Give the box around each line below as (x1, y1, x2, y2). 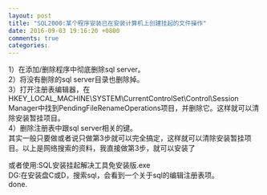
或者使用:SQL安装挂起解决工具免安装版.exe (8, 160, 151, 170)
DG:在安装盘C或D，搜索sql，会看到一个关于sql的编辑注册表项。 (8, 170, 219, 181)
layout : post (8, 11, 52, 20)
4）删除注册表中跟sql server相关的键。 (8, 124, 138, 133)
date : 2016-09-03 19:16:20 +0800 (8, 26, 120, 35)
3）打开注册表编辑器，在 (8, 85, 91, 95)
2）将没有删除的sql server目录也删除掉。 (8, 75, 144, 84)
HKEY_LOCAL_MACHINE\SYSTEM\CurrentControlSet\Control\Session (8, 94, 239, 104)
